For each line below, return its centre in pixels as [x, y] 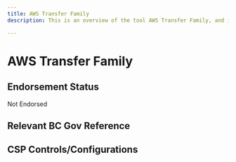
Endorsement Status [53, 87]
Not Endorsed [27, 104]
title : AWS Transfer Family [48, 14]
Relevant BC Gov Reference [69, 126]
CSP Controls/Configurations [73, 150]
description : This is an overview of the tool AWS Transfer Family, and [116, 20]
